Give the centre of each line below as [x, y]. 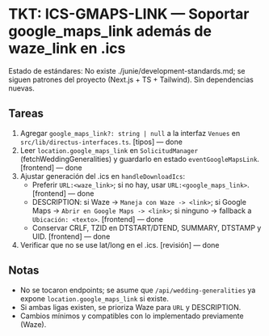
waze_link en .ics [67, 49]
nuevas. [21, 88]
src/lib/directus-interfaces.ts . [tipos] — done [101, 142]
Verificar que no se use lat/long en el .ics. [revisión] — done [120, 245]
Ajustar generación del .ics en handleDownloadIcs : [103, 176]
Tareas [26, 114]
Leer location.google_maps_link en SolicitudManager [109, 150]
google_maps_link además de [110, 31]
